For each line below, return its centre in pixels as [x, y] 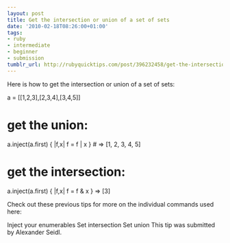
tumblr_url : [24, 65]
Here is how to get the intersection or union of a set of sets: [91, 84]
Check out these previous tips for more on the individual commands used [111, 204]
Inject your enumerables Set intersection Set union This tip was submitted [111, 224]
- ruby [16, 39]
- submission [26, 58]
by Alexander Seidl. [35, 232]
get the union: [48, 125]
